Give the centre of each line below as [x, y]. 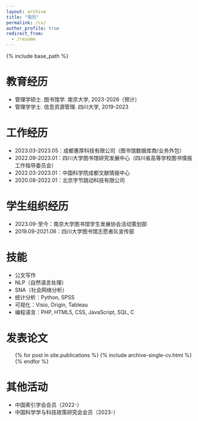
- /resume [23, 39]
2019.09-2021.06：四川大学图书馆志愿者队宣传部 [74, 231]
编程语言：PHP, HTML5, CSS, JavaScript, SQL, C [74, 312]
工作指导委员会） [36, 165]
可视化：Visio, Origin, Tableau [51, 304]
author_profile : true [33, 28]
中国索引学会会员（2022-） [48, 404]
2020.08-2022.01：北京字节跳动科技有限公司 [70, 180]
